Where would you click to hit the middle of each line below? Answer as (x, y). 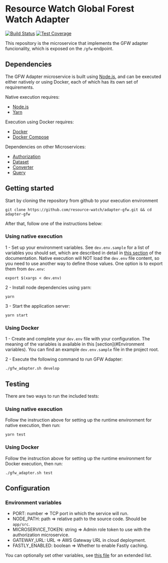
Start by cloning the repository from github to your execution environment (82, 200)
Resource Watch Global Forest (70, 9)
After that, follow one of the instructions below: (54, 223)
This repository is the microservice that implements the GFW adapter (77, 43)
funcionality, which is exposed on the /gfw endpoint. (59, 48)
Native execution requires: (32, 97)
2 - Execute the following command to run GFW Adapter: (64, 359)
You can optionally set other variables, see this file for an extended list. (79, 555)
